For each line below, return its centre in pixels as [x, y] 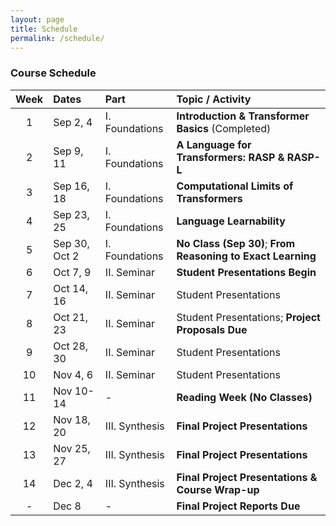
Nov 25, [72, 448]
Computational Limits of [235, 186]
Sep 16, [71, 186]
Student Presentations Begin [246, 272]
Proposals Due [212, 329]
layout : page [37, 19]
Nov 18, [72, 419]
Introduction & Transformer [243, 116]
